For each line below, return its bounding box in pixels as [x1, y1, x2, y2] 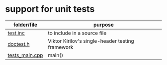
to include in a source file [48, 30, 107, 36]
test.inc [7, 30, 25, 36]
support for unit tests [5, 3, 95, 15]
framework [48, 43, 74, 50]
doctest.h [7, 40, 30, 47]
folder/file [13, 21, 38, 28]
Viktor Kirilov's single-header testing [48, 37, 134, 44]
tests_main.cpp [7, 52, 43, 59]
